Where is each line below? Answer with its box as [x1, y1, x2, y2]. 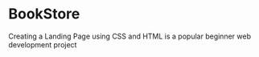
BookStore [8, 5, 80, 23]
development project [8, 39, 77, 49]
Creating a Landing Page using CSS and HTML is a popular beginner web [8, 31, 252, 41]
